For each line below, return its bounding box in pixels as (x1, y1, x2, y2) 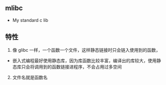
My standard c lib (12, 17, 48, 23)
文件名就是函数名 (12, 74, 48, 80)
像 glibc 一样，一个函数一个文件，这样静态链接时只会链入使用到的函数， (12, 47, 161, 53)
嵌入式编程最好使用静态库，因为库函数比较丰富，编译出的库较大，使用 (12, 57, 157, 64)
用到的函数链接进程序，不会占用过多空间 (38, 64, 122, 70)
